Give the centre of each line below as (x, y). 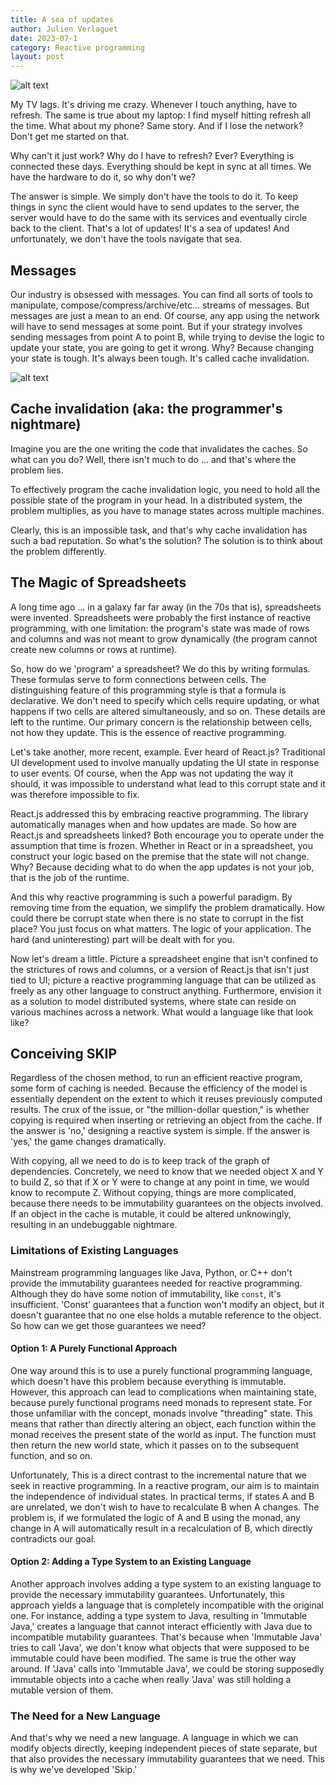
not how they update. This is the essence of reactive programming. (148, 732)
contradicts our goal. (53, 1538)
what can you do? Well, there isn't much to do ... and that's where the (153, 459)
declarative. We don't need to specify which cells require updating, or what (165, 700)
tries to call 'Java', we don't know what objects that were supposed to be (160, 1648)
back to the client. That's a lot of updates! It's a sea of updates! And (150, 228)
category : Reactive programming (77, 47)
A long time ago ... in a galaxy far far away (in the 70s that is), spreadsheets (166, 607)
